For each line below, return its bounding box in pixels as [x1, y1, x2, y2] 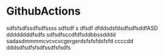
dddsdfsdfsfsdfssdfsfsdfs [6, 44, 71, 51]
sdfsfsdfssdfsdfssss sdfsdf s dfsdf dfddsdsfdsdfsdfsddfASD [6, 24, 159, 32]
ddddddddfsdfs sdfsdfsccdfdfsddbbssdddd [6, 30, 117, 38]
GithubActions [6, 4, 81, 18]
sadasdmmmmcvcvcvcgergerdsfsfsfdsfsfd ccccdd [6, 37, 134, 44]
